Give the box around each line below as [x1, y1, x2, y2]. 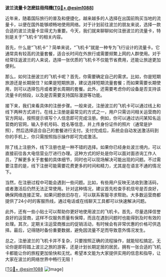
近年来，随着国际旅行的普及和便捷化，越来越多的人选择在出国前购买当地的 [5, 15, 157, 21]
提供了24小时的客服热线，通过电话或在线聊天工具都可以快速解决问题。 [5, 198, 149, 204]
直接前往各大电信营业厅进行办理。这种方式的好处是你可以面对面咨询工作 [5, 151, 152, 156]
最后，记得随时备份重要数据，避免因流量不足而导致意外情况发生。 [13, 227, 148, 233]
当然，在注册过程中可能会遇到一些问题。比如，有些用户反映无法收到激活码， [5, 179, 161, 185]
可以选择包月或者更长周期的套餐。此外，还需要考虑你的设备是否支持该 [18, 86, 161, 92]
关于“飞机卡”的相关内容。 [13, 34, 66, 40]
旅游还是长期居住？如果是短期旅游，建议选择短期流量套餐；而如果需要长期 [5, 80, 157, 86]
